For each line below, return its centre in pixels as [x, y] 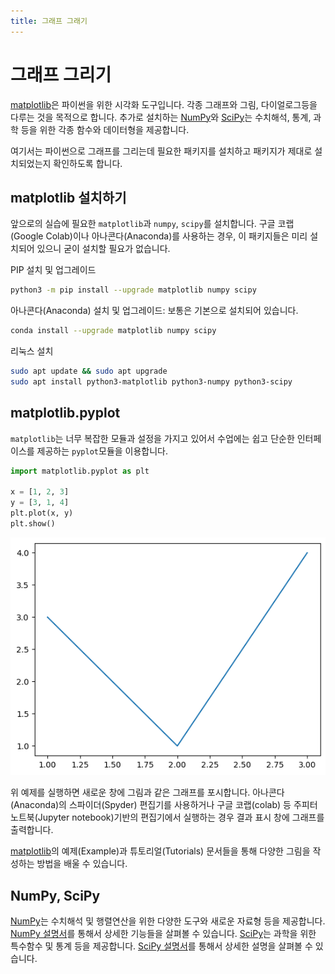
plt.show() [33, 524]
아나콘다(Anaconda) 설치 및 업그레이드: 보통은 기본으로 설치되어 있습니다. [154, 311]
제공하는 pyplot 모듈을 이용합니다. [102, 451]
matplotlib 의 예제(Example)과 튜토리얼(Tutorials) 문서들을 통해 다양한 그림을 [160, 851]
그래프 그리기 [61, 74]
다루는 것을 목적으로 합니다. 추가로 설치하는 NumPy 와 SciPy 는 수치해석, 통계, [161, 117]
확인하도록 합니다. [88, 163]
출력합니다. [32, 830]
